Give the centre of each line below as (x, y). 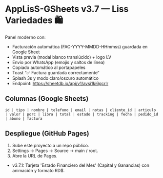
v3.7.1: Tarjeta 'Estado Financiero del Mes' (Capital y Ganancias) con (81, 165)
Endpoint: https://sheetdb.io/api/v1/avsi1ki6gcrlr (60, 83)
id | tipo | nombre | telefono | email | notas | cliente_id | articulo (81, 110)
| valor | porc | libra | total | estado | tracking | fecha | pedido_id (82, 114)
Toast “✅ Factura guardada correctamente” (56, 72)
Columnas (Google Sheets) (47, 99)
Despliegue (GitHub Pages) (47, 134)
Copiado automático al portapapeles (49, 67)
